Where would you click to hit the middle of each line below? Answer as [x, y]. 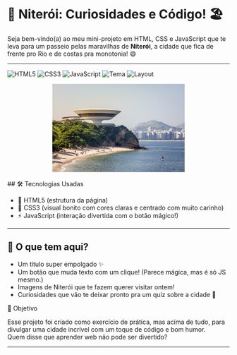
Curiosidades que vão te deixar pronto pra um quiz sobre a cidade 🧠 [117, 294]
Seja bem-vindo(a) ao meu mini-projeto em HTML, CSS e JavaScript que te [117, 38]
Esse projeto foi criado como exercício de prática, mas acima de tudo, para [116, 322]
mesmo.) [30, 279]
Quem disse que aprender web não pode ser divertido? [87, 337]
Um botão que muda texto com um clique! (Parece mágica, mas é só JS [122, 272]
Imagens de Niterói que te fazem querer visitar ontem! [96, 287]
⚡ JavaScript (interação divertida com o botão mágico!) [98, 215]
